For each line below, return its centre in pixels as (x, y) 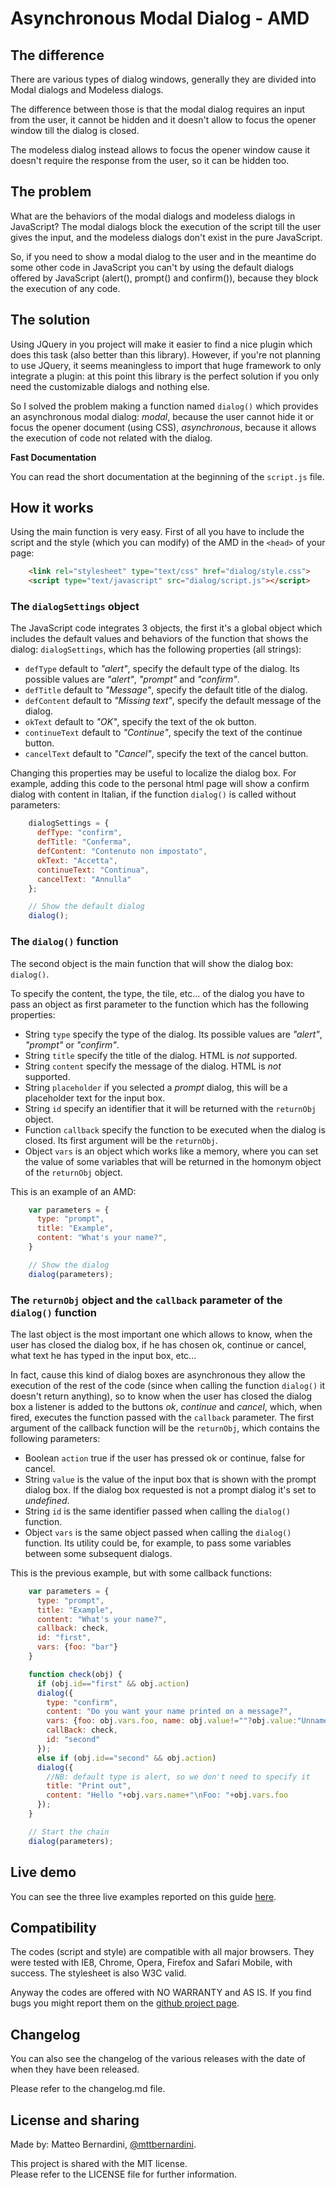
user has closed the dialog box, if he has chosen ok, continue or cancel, (158, 1344)
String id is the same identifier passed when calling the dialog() (158, 1511)
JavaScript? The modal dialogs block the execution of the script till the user (166, 226)
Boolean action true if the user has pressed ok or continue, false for (164, 1458)
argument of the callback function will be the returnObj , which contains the (165, 1428)
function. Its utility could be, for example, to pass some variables (158, 1543)
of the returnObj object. (73, 1172)
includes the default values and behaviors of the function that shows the (159, 639)
